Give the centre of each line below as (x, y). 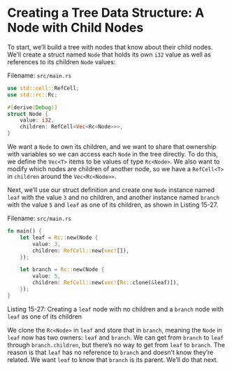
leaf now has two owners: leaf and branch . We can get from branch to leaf (115, 337)
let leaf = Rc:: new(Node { (59, 238)
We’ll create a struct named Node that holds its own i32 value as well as (109, 54)
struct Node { (28, 114)
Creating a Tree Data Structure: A (106, 13)
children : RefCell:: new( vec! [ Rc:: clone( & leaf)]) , (106, 283)
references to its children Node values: (61, 61)
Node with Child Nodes (75, 28)
